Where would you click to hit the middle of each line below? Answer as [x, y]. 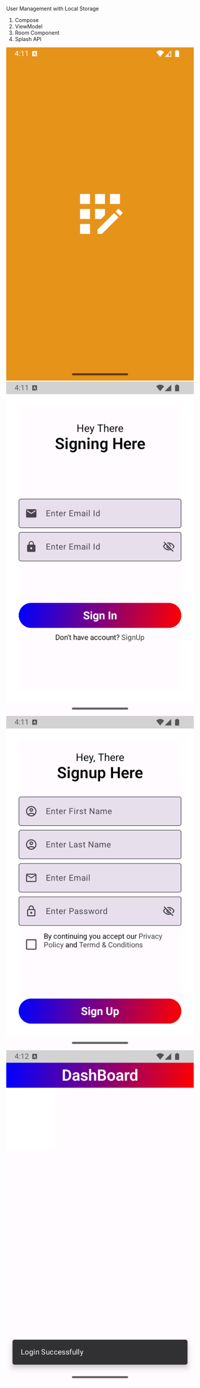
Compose [27, 20]
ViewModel [29, 26]
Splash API [28, 39]
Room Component [37, 33]
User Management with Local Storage [53, 9]
